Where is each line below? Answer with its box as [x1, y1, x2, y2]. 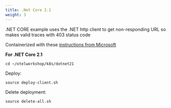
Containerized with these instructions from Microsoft [5, 41, 116, 47]
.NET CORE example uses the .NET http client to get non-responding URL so [5, 26, 166, 32]
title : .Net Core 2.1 [5, 7, 52, 13]
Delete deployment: [5, 89, 47, 95]
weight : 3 [5, 12, 27, 17]
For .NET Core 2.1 [5, 51, 43, 58]
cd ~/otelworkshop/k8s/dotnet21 [5, 61, 74, 66]
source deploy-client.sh [5, 80, 58, 85]
